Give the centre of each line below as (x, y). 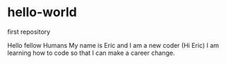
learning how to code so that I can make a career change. (91, 53)
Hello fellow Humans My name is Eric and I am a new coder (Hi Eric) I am (113, 45)
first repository (29, 32)
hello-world (42, 12)
